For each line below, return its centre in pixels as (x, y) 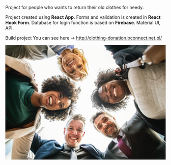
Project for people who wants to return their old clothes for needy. (75, 7)
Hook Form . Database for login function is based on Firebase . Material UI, (83, 23)
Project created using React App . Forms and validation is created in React (83, 17)
